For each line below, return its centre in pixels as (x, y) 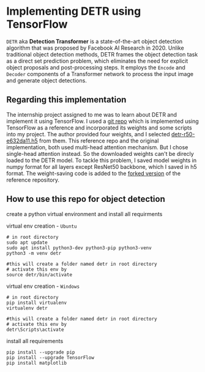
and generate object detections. (47, 80)
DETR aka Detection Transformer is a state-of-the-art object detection (95, 41)
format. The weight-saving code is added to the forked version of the (94, 173)
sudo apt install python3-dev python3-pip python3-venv (79, 248)
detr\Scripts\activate (35, 330)
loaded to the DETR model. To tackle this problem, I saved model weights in (102, 160)
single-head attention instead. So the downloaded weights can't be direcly (100, 153)
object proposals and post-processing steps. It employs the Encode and (96, 67)
